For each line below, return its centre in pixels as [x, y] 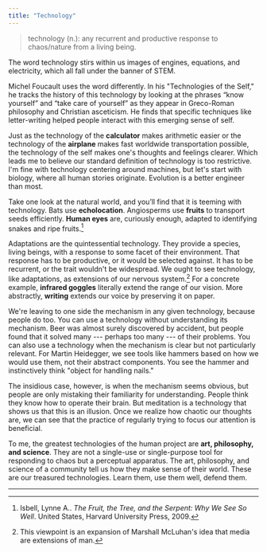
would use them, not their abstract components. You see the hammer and [129, 362]
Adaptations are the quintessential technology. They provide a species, [124, 244]
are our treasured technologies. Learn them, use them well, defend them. [128, 477]
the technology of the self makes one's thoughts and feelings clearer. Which [133, 152]
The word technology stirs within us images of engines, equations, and [124, 62]
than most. [26, 186]
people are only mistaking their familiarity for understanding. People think [128, 394]
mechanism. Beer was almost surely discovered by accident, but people [126, 328]
